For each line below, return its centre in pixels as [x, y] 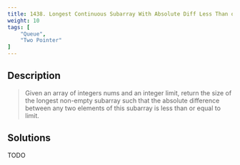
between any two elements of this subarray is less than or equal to [123, 108]
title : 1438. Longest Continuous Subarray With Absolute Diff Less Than [118, 14]
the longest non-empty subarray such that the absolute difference [122, 100]
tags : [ [19, 27]
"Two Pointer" [41, 41]
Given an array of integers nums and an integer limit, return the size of [128, 92]
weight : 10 [24, 21]
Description [34, 76]
